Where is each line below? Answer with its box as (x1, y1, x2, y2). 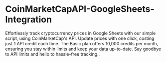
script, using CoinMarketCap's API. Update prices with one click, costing (5, 35, 155, 41)
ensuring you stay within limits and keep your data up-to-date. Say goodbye (5, 46, 162, 52)
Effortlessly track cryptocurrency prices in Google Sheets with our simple (5, 30, 156, 36)
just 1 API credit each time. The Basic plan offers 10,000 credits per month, (5, 40, 159, 46)
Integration (5, 14, 52, 25)
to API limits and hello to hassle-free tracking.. (5, 51, 100, 57)
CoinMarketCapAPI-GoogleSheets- (5, 3, 155, 15)
